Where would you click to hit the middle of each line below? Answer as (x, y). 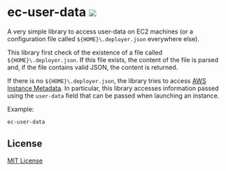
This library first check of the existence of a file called (85, 52)
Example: (21, 109)
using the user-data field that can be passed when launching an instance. (113, 96)
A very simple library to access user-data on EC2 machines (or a (100, 31)
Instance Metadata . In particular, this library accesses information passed (113, 88)
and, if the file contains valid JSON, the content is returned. (93, 67)
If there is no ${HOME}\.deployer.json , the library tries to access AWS (107, 80)
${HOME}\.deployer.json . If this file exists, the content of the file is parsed (113, 59)
